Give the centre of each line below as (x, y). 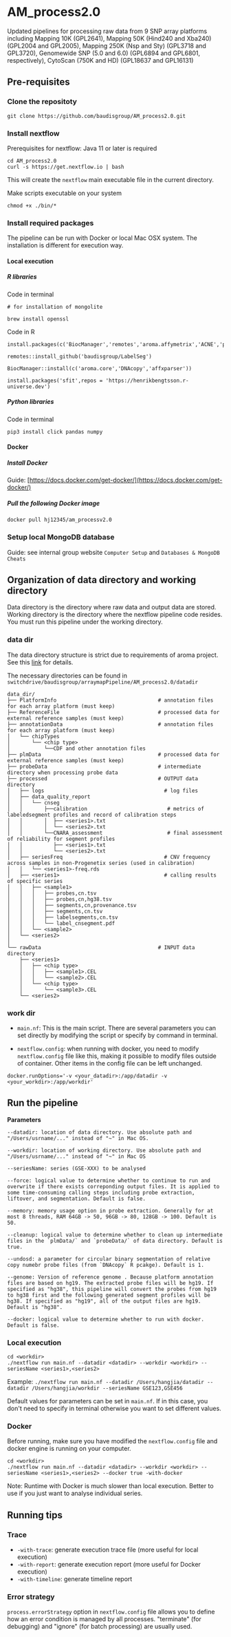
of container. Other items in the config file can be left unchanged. (110, 1063)
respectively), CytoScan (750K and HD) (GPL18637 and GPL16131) (100, 60)
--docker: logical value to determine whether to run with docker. (106, 1319)
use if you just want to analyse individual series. (75, 1494)
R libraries (22, 277)
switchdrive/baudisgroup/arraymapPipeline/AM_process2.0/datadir (102, 682)
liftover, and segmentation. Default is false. (77, 1199)
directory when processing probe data (63, 773)
